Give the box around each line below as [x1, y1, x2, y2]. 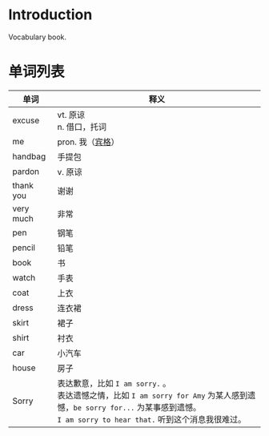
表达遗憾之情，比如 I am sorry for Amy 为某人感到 [57, 390, 248, 401]
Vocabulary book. [8, 32, 66, 42]
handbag [12, 151, 46, 162]
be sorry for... [73, 403, 135, 412]
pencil [12, 242, 36, 253]
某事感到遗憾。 [144, 402, 202, 413]
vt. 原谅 [57, 109, 86, 120]
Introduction [8, 6, 93, 24]
